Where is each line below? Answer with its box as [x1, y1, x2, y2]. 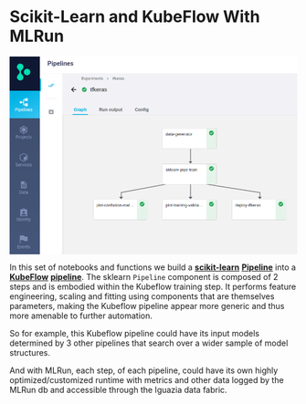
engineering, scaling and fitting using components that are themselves [9, 290, 275, 302]
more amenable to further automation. [9, 310, 153, 321]
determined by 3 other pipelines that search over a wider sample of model [9, 337, 289, 348]
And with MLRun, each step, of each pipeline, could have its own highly [9, 365, 279, 376]
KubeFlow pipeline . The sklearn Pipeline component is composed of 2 [9, 271, 279, 282]
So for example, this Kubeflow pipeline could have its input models [9, 327, 260, 338]
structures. [9, 347, 50, 357]
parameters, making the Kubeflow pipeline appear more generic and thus [9, 300, 285, 311]
